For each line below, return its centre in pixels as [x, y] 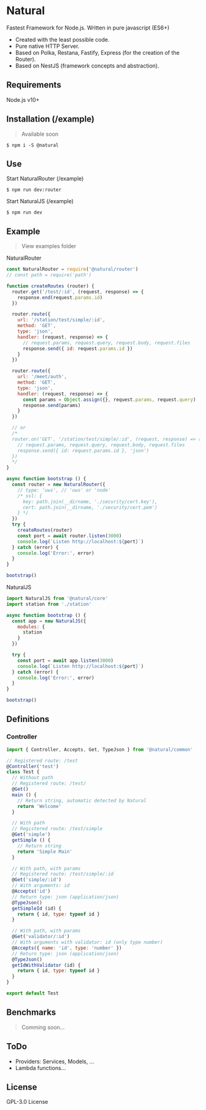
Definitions [28, 719]
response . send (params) [51, 405]
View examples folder [49, 246]
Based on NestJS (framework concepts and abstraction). [87, 66]
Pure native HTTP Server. [47, 46]
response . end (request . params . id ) [60, 297]
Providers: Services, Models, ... [55, 1061]
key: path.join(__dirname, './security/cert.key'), [90, 502]
